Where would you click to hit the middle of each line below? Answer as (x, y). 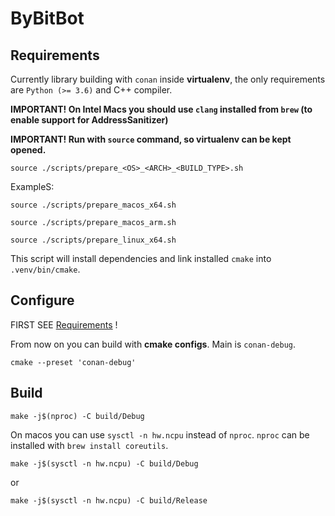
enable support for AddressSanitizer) (89, 120)
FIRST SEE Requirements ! (64, 324)
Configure (42, 300)
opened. (28, 150)
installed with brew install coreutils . (89, 445)
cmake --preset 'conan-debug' (73, 362)
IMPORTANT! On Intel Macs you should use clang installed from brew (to (161, 109)
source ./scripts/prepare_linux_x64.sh (93, 240)
